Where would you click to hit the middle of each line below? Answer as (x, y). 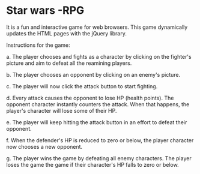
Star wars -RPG (45, 10)
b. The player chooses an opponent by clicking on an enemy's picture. (93, 74)
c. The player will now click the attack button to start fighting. (82, 86)
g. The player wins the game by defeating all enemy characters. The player (99, 158)
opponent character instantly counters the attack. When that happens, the (98, 104)
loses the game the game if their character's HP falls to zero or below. (92, 164)
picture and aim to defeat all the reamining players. (69, 63)
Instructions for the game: (38, 45)
